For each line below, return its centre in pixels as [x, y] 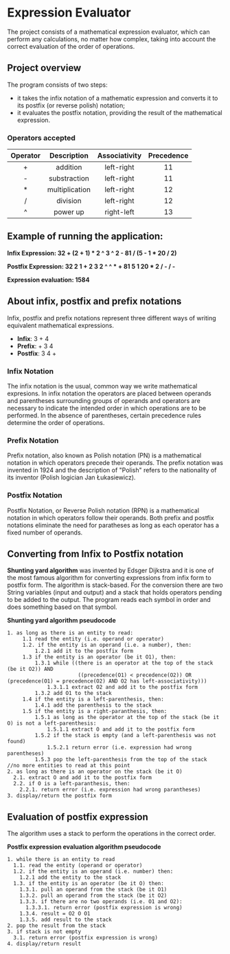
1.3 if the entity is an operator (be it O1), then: [99, 657]
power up [69, 212]
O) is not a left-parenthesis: [52, 724]
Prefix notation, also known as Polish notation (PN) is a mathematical [104, 455]
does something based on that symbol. [62, 607]
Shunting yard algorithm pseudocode [62, 621]
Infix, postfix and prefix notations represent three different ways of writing [112, 318]
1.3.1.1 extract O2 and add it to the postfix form [122, 687]
